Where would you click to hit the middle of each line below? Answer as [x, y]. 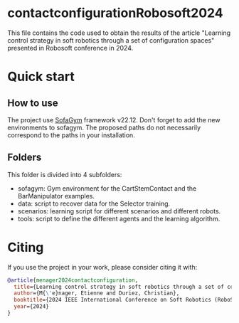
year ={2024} [32, 307]
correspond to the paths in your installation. [71, 135]
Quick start [41, 77]
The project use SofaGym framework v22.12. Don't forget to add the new [114, 120]
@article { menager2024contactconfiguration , [73, 280]
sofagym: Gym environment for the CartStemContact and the [107, 188]
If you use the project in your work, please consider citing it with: [102, 267]
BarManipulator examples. [56, 196]
